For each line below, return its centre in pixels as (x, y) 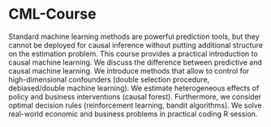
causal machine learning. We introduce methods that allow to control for (129, 70)
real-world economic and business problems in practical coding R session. (133, 113)
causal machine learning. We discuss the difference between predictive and (135, 62)
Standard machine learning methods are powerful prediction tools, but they (134, 36)
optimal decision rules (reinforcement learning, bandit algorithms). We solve (135, 105)
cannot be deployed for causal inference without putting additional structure (136, 44)
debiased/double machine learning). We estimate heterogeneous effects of (134, 88)
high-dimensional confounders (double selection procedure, (109, 79)
